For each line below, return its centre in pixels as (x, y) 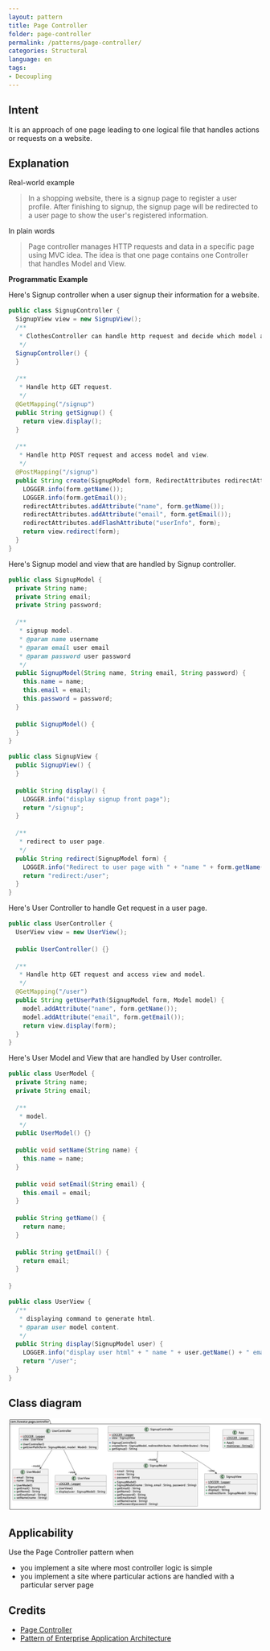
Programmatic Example (48, 279)
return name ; (45, 1227)
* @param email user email (64, 648)
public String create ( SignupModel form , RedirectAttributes (118, 480)
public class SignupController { (64, 311)
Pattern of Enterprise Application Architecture (95, 1638)
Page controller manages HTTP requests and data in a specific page (141, 246)
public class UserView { (50, 1301)
